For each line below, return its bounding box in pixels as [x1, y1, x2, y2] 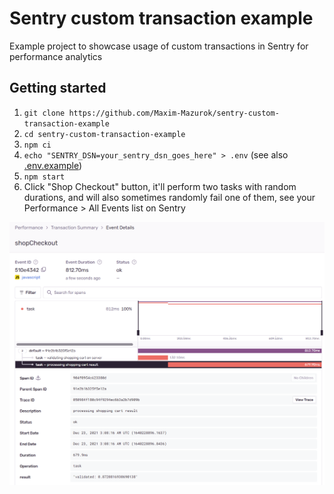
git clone [23, 108, 66, 118]
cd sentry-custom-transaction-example [23, 129, 186, 139]
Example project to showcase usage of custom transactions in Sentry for [9, 40, 309, 52]
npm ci [23, 140, 52, 150]
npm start [23, 172, 66, 182]
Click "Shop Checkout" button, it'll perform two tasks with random [23, 180, 297, 192]
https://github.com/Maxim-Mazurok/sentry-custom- [68, 108, 280, 118]
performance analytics [9, 50, 103, 62]
